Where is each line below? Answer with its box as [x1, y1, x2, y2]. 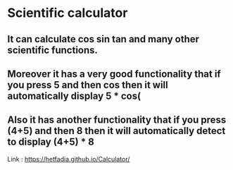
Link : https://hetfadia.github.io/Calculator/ [7, 154, 130, 163]
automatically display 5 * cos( [7, 90, 141, 102]
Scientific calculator [7, 5, 128, 21]
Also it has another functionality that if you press [7, 114, 227, 126]
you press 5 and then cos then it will [7, 79, 168, 91]
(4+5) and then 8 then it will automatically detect [7, 125, 226, 137]
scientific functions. [7, 44, 99, 56]
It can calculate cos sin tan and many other [7, 33, 199, 45]
